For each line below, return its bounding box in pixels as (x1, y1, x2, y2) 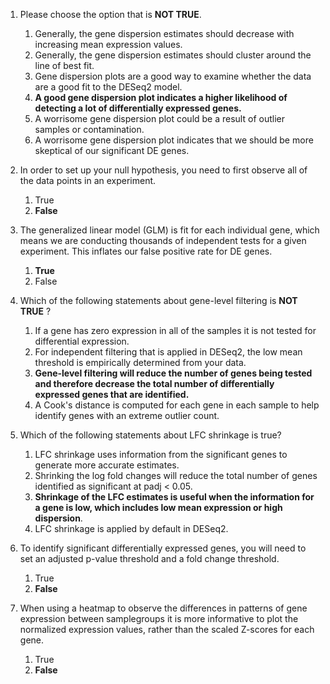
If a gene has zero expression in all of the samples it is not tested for (34, 325, 317, 336)
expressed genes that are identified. (34, 389, 190, 400)
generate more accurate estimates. (34, 459, 180, 471)
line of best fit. (34, 60, 95, 71)
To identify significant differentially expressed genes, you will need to (19, 542, 307, 554)
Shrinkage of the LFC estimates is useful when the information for (34, 491, 315, 503)
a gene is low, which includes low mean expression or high (34, 502, 283, 513)
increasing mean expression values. (34, 39, 183, 50)
